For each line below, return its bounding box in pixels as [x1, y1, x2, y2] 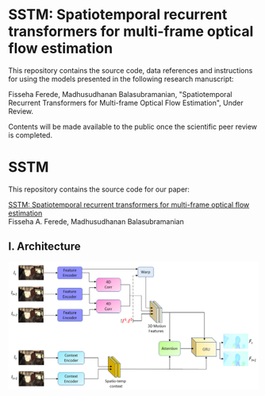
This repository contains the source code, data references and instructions [8, 65, 253, 75]
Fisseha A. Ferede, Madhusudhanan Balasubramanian [8, 216, 185, 226]
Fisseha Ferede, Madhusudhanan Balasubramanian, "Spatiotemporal [8, 89, 232, 99]
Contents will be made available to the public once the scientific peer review [8, 122, 258, 131]
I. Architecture [8, 240, 81, 254]
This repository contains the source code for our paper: [8, 184, 190, 194]
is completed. [8, 130, 53, 140]
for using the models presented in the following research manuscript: [8, 74, 234, 83]
